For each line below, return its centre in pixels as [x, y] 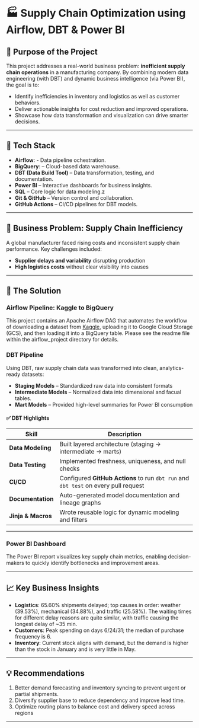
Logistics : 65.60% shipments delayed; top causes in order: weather [97, 605]
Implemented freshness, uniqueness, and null [123, 461]
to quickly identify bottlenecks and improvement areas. [93, 563]
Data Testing [28, 465]
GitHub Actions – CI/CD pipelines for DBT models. [76, 204]
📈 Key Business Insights [53, 588]
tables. [23, 398]
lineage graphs [80, 502]
